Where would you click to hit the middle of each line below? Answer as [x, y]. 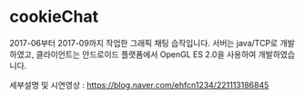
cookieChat [54, 17]
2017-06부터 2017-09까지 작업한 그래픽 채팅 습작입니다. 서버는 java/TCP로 [144, 43]
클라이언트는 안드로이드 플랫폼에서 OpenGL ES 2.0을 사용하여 [146, 54]
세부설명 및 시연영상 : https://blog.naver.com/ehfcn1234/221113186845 [139, 84]
